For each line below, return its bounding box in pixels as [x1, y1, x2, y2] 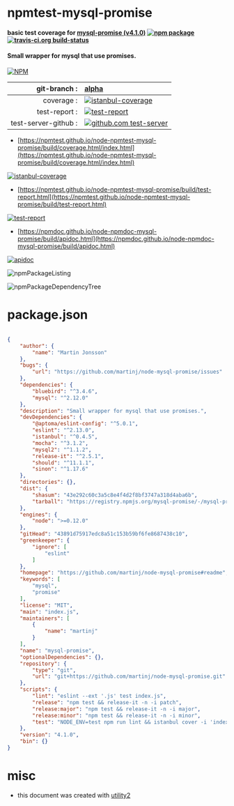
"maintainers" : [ [19, 615, 70, 622]
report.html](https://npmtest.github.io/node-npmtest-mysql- [17, 192, 190, 201]
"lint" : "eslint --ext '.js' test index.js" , [32, 692, 167, 700]
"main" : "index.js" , [19, 608, 79, 615]
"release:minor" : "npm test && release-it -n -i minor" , [32, 712, 201, 719]
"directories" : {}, [19, 479, 77, 486]
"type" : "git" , [32, 667, 77, 674]
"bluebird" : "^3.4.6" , [32, 388, 98, 395]
